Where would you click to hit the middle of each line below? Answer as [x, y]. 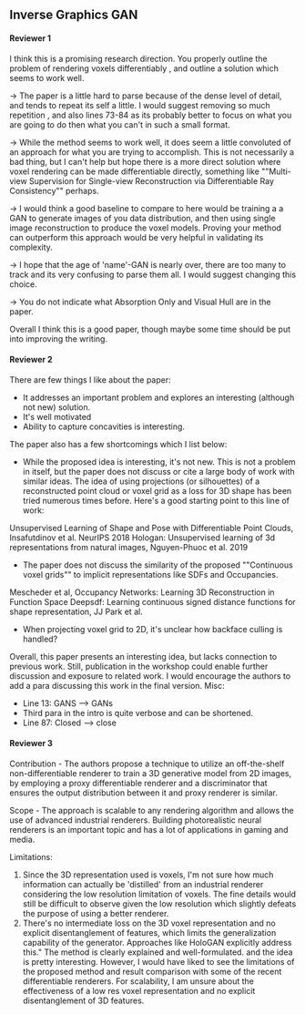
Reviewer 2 [31, 360]
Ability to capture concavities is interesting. [103, 426]
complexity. [31, 247]
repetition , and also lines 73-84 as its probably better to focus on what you [151, 115]
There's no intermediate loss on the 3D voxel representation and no [149, 923]
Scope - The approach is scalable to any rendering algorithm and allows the [152, 810]
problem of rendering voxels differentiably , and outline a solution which [144, 68]
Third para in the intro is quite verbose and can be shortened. [137, 713]
